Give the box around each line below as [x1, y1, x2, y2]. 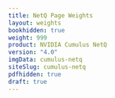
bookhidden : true [8, 26, 65, 34]
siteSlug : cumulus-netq [8, 63, 87, 71]
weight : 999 [8, 33, 47, 42]
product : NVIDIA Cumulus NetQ [8, 41, 108, 49]
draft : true [8, 77, 47, 85]
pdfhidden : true [8, 70, 61, 78]
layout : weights [8, 19, 61, 27]
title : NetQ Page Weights [8, 11, 93, 20]
